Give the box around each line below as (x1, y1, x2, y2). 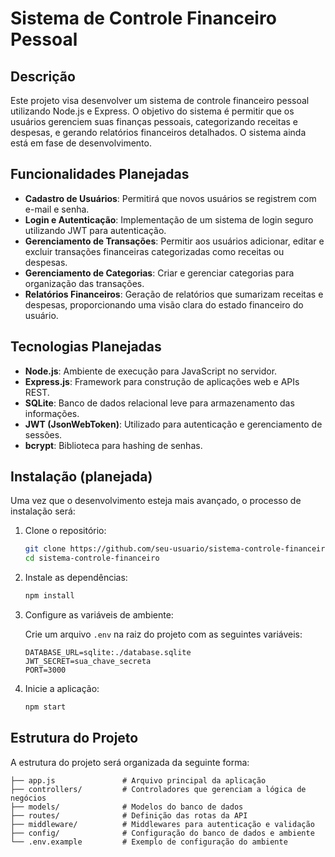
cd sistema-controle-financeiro (24, 553, 160, 564)
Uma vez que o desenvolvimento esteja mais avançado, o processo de (10, 495, 302, 507)
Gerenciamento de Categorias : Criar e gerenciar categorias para (24, 267, 295, 279)
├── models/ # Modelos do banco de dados (10, 802, 244, 812)
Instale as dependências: (24, 572, 128, 584)
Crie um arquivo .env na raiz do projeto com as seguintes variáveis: (24, 628, 303, 641)
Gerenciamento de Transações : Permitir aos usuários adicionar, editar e (24, 235, 325, 247)
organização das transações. (24, 277, 145, 289)
